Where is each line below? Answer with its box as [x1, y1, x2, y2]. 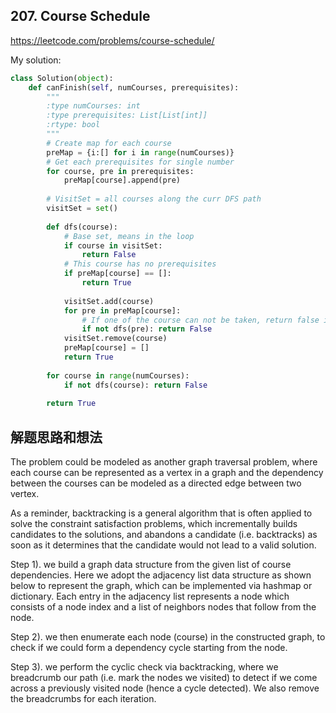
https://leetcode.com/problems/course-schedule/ [10, 34, 215, 46]
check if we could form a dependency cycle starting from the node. [10, 642, 288, 654]
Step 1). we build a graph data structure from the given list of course [10, 559, 292, 571]
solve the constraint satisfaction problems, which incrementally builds [10, 518, 298, 530]
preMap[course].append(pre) [63, 175, 182, 186]
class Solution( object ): [10, 73, 114, 83]
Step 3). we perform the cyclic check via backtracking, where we [10, 661, 279, 673]
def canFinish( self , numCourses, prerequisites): [28, 82, 240, 93]
